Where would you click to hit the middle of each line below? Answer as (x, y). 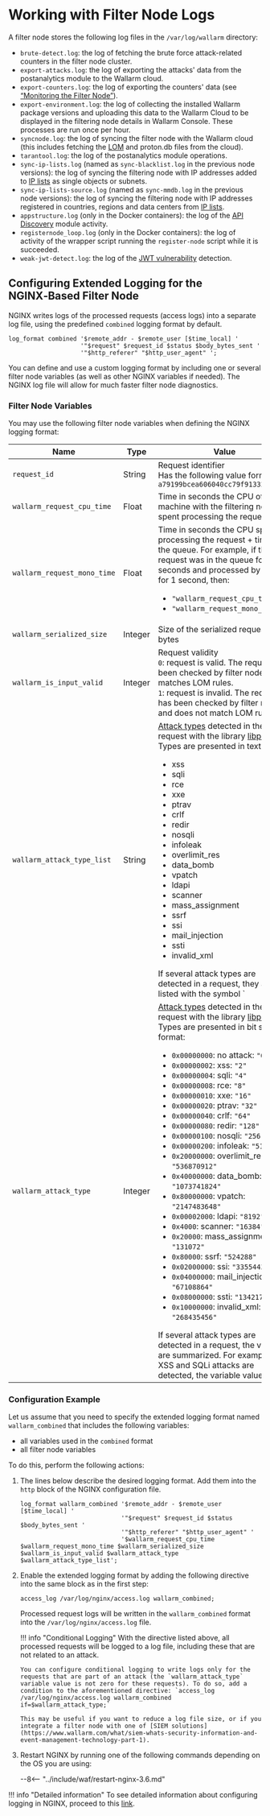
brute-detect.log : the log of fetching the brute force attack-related (131, 52)
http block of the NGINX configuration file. (90, 1489)
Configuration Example (54, 1399)
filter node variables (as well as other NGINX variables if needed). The (124, 376)
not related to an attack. (59, 1655)
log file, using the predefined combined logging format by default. (115, 324)
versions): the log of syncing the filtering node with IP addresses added (138, 172)
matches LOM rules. (196, 683)
